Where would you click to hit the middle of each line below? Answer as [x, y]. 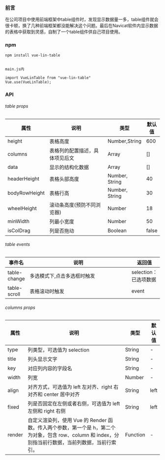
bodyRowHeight [26, 192]
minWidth [18, 221]
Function [135, 435]
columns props [20, 307]
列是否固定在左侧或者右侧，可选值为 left [74, 404]
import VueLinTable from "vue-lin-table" [48, 77]
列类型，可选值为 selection [59, 350]
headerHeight [23, 179]
